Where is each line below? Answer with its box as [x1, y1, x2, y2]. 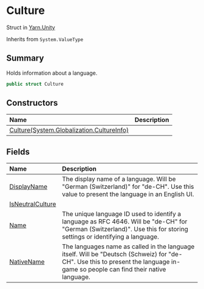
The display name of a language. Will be [61, 175, 176, 183]
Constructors [6, 98, 58, 108]
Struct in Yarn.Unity [6, 24, 56, 31]
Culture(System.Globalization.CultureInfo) [9, 126, 129, 134]
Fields [6, 146, 30, 157]
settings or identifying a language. [61, 233, 159, 241]
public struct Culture [6, 81, 64, 87]
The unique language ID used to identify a [61, 210, 182, 219]
